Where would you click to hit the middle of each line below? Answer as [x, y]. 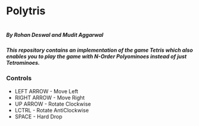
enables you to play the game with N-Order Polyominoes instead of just [97, 56]
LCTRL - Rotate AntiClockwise [52, 110]
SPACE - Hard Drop [38, 116]
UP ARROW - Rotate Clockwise [53, 104]
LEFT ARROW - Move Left [46, 91]
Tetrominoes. [23, 62]
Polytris [26, 11]
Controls [19, 78]
